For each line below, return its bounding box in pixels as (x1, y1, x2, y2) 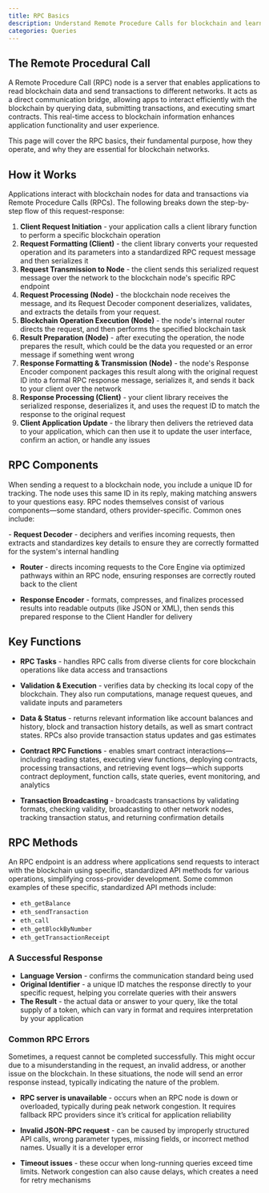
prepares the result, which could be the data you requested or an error (19, 341, 254, 350)
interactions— (187, 746, 234, 755)
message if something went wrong (19, 350, 134, 359)
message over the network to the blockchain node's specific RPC (19, 273, 236, 282)
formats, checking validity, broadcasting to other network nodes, (19, 804, 235, 814)
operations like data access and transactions (19, 664, 168, 675)
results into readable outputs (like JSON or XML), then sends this (19, 603, 235, 613)
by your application (19, 1013, 84, 1023)
